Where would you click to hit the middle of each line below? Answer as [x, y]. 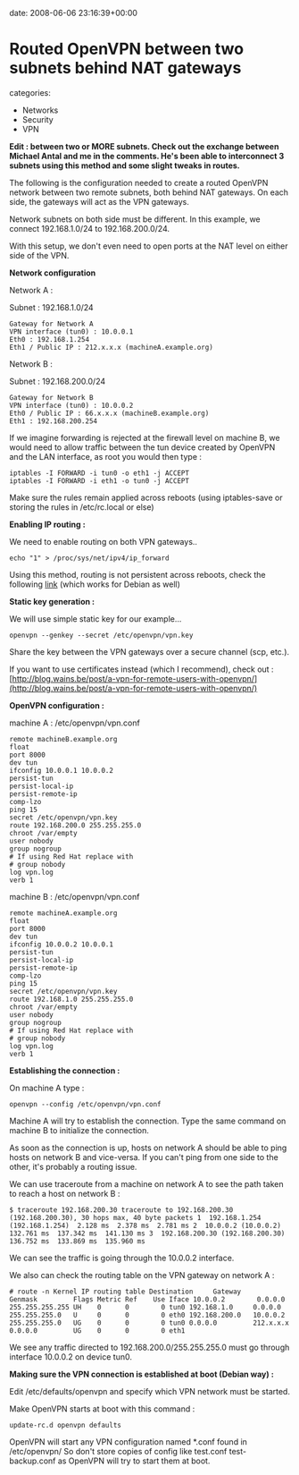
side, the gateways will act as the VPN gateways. [99, 201]
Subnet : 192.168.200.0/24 [58, 381]
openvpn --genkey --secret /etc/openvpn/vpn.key [101, 635]
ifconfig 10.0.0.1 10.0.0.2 [62, 770]
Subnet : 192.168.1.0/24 [51, 307]
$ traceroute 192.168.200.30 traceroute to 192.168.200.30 [121, 1210]
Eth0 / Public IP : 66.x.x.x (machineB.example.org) [109, 413]
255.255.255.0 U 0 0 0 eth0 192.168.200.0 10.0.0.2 [147, 1315]
